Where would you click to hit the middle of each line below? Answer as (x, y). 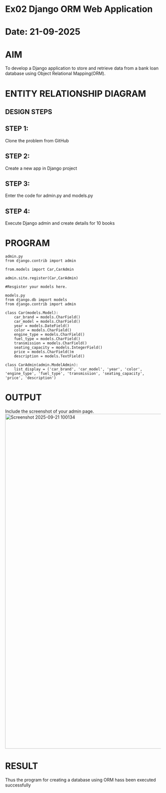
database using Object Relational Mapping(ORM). (55, 73)
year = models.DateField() (42, 326)
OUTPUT (23, 397)
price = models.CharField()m (44, 352)
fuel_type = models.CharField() (47, 339)
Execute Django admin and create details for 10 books (60, 223)
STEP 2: (18, 156)
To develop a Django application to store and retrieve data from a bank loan (82, 68)
